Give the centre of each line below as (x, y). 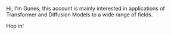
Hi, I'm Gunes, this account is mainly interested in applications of (86, 8)
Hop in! (15, 26)
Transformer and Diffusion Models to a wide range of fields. (80, 15)
